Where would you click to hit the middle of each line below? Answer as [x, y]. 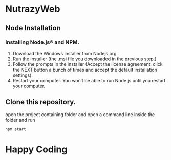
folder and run [20, 120]
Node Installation [33, 28]
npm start [16, 129]
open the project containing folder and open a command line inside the [80, 114]
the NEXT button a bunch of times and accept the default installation [85, 70]
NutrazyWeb [33, 9]
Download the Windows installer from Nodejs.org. [65, 53]
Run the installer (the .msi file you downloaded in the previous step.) [84, 59]
